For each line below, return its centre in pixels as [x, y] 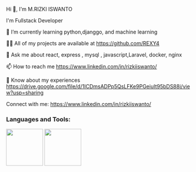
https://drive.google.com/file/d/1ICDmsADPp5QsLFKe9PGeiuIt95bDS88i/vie [98, 86]
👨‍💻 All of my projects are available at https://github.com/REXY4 [83, 43]
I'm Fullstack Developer [35, 20]
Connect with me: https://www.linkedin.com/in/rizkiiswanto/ [79, 104]
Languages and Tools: [38, 119]
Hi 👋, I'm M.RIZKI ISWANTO [39, 9]
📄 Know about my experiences [43, 80]
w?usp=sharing [25, 92]
